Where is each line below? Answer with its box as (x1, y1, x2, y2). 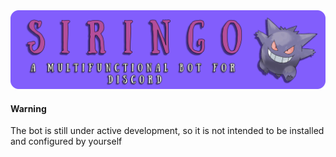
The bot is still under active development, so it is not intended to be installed (10, 125, 325, 137)
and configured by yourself (10, 135, 123, 148)
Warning (10, 102, 47, 114)
